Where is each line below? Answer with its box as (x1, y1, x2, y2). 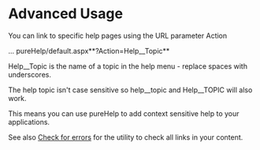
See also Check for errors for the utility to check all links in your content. (8, 132, 243, 142)
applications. (8, 117, 50, 126)
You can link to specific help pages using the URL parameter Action (8, 31, 228, 40)
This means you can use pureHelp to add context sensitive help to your (8, 108, 240, 118)
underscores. (8, 69, 51, 79)
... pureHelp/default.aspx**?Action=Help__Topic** (8, 46, 170, 55)
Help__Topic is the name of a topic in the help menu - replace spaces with (8, 61, 248, 71)
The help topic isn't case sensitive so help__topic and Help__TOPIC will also (8, 84, 253, 95)
